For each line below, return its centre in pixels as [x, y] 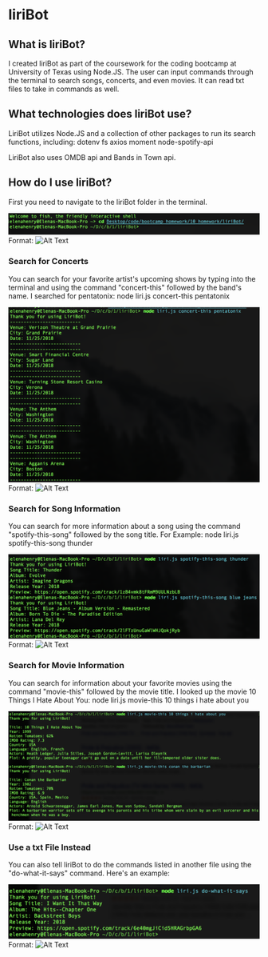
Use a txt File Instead [50, 847]
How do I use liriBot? [60, 183]
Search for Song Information [65, 509]
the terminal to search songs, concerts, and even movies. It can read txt [126, 80]
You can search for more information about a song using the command [124, 527]
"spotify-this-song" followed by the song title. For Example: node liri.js [124, 535]
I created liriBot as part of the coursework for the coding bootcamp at [122, 63]
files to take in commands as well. [64, 89]
